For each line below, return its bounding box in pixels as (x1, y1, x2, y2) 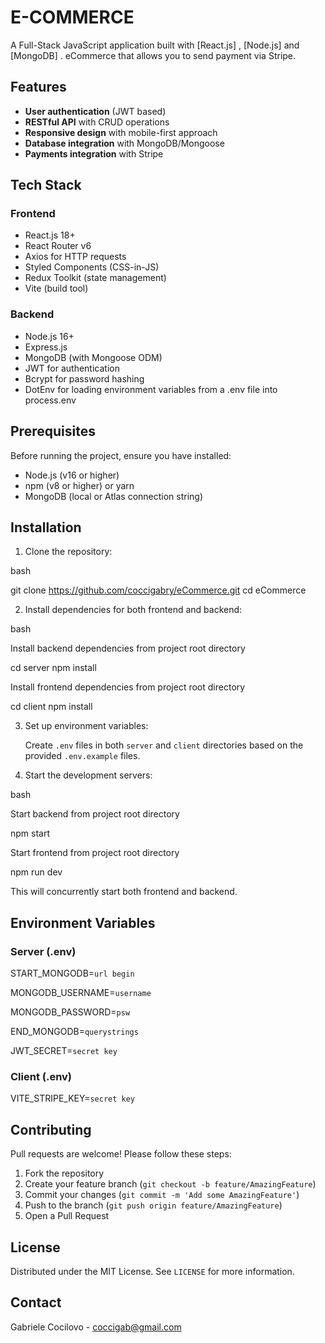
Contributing (10, 1121, 92, 1138)
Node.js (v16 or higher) (24, 469, 120, 481)
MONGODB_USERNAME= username (10, 987, 152, 999)
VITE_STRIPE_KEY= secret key (10, 1092, 136, 1105)
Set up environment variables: (24, 720, 149, 732)
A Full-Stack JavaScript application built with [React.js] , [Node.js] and (10, 39, 300, 51)
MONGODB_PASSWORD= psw (10, 1006, 131, 1018)
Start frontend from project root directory (10, 847, 180, 859)
